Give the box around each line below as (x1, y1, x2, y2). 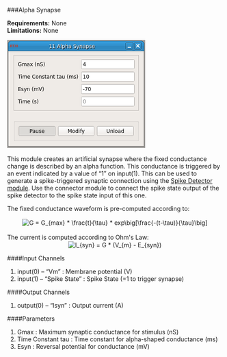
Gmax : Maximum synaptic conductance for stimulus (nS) (16, 328, 179, 336)
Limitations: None (7, 27, 59, 34)
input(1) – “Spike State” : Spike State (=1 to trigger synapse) (16, 275, 185, 283)
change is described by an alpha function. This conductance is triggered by (7, 162, 221, 170)
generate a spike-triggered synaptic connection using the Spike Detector (7, 177, 213, 184)
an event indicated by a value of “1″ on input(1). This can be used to (7, 169, 197, 177)
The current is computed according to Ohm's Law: (7, 233, 149, 241)
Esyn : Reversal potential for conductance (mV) (16, 343, 150, 351)
